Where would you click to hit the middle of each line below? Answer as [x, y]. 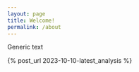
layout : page [26, 14]
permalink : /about [34, 27]
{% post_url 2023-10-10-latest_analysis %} [70, 61]
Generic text [25, 47]
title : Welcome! [31, 20]
